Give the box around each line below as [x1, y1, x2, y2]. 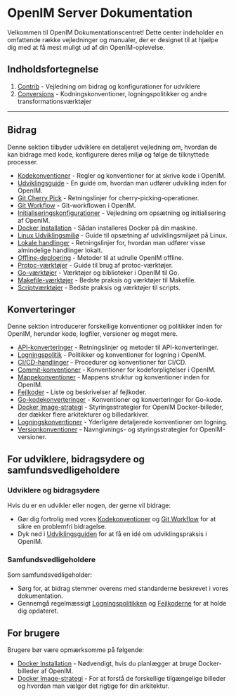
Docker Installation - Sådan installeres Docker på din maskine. [17, 223, 198, 232]
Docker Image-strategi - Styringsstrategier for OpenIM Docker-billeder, [17, 403, 223, 412]
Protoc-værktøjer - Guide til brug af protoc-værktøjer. [17, 261, 173, 269]
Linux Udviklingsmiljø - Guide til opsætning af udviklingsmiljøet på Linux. [17, 230, 228, 240]
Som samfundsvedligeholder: [7, 571, 93, 579]
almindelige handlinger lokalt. [17, 246, 103, 254]
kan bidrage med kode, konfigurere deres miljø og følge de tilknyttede [7, 150, 209, 159]
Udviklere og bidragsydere [7, 485, 100, 495]
